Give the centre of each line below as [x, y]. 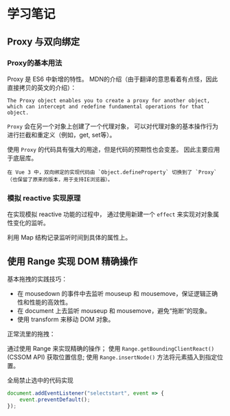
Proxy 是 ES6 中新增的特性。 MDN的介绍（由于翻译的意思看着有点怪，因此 [113, 79]
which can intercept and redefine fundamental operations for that [106, 106]
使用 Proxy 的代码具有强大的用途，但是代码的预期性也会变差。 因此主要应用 [114, 149]
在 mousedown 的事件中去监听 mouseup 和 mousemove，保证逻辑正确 [117, 293]
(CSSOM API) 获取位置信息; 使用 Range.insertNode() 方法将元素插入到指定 [112, 357]
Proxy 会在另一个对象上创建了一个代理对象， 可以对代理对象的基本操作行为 [113, 126]
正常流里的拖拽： [31, 334]
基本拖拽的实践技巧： [37, 279]
